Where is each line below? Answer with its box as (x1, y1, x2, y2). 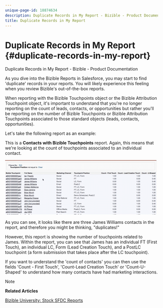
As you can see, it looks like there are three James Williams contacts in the (5, 219, 154, 225)
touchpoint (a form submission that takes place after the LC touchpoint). (5, 249, 149, 255)
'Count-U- (125, 264, 146, 270)
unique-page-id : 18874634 (5, 8, 57, 13)
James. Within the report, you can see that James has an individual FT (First (5, 239, 158, 245)
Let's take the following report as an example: (5, 130, 97, 136)
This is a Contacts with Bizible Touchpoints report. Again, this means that (5, 140, 154, 146)
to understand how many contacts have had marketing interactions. (22, 269, 158, 275)
